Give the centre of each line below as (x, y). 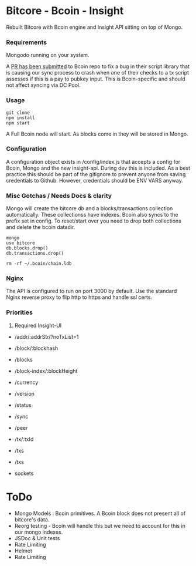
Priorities (20, 312)
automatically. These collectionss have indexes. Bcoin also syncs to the (92, 215)
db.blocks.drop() (27, 248)
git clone (18, 113)
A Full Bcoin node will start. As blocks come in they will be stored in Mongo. (97, 134)
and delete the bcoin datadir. (41, 227)
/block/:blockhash (36, 348)
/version (25, 393)
